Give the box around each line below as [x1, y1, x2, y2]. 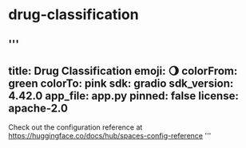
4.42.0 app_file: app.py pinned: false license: [8, 89, 240, 103]
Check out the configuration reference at [8, 123, 143, 132]
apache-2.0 [8, 101, 68, 115]
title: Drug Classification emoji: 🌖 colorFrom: [8, 64, 238, 77]
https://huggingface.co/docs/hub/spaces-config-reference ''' [8, 131, 212, 141]
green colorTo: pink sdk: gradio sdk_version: [8, 76, 234, 90]
